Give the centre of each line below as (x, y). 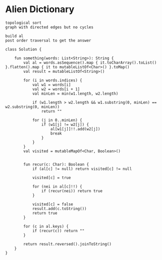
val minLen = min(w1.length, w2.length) (75, 94)
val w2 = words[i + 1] (56, 89)
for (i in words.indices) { (53, 80)
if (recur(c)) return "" (58, 231)
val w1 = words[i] (51, 84)
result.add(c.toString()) (59, 208)
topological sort (23, 23)
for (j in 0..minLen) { (57, 120)
